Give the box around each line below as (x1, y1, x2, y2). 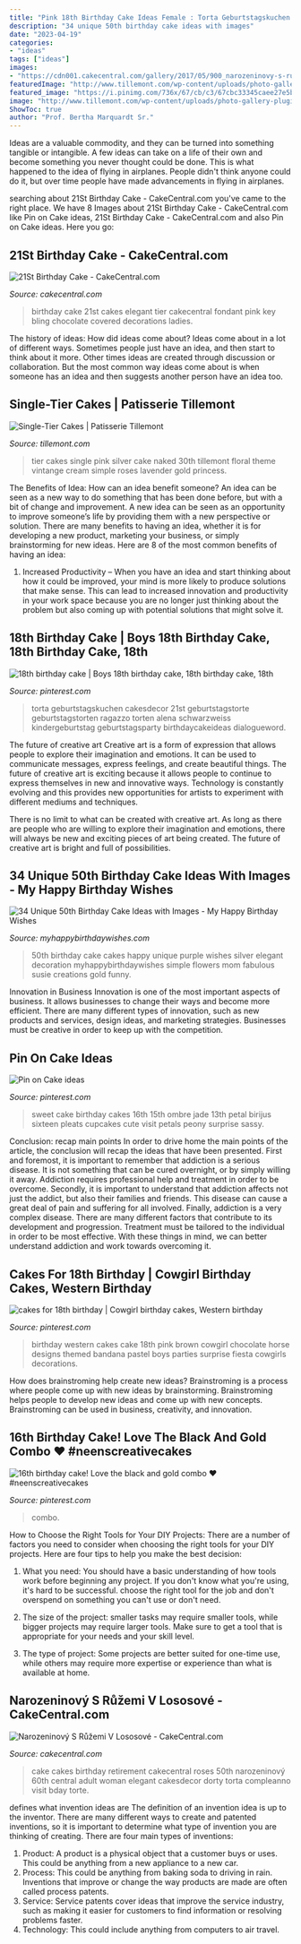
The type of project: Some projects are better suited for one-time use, (21, 1647, 280, 1658)
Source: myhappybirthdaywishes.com (9, 933, 150, 943)
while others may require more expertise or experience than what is (21, 1657, 272, 1668)
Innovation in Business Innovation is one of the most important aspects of (9, 986, 280, 997)
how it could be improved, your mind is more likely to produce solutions (21, 575, 287, 587)
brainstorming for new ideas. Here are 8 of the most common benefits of (9, 539, 278, 550)
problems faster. (21, 1914, 83, 1925)
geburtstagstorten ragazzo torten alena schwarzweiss (30, 712, 231, 723)
